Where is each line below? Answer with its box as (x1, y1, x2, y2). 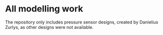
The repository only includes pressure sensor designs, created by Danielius (5, 19, 159, 25)
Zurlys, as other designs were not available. (5, 24, 94, 30)
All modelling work (5, 3, 83, 14)
